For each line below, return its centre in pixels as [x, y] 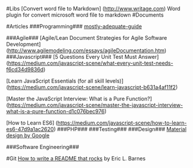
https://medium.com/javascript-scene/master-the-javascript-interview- [96, 105]
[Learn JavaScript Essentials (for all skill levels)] [65, 81]
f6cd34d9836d [25, 69]
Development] [24, 44]
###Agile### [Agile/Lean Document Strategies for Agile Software [87, 38]
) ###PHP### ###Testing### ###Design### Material [120, 129]
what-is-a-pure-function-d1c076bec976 [55, 111]
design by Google [28, 135]
